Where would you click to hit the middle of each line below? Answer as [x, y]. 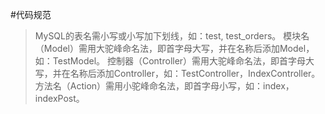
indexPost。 [59, 98]
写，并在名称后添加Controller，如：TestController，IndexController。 [177, 73]
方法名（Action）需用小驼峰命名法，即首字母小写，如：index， [164, 86]
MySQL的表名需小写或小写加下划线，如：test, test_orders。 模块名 [172, 36]
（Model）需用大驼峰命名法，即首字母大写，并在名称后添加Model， [174, 48]
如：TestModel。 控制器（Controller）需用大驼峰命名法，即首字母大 [174, 61]
